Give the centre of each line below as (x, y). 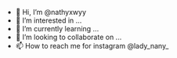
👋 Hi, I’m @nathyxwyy (51, 12)
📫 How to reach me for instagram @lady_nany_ (92, 46)
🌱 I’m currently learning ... (57, 29)
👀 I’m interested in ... (49, 20)
